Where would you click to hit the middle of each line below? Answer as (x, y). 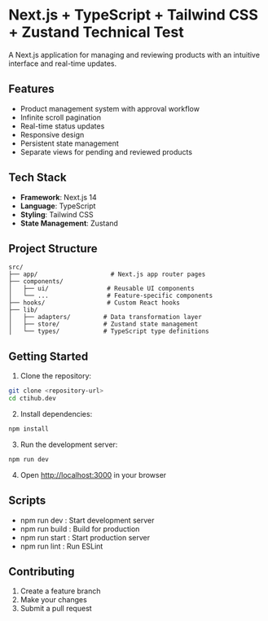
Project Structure (53, 249)
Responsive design (52, 134)
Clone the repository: (56, 376)
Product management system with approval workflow (110, 108)
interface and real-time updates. (62, 63)
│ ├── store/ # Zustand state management (103, 324)
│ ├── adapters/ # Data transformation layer (105, 317)
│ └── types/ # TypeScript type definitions (109, 331)
